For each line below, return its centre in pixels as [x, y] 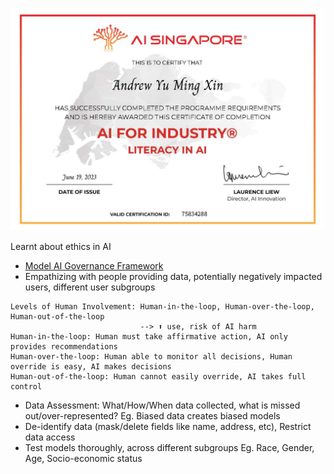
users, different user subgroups [90, 287]
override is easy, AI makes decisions [91, 367]
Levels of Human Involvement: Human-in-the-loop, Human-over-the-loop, [162, 307]
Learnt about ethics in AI [61, 247]
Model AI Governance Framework [94, 266]
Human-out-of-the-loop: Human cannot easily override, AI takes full [158, 377]
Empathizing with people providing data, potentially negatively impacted [173, 277]
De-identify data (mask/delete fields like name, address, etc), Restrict [168, 427]
